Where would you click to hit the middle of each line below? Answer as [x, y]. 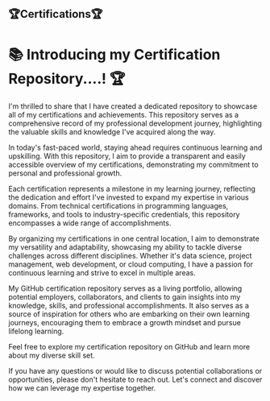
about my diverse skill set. [52, 356]
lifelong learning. [36, 331]
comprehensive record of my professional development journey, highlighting [135, 123]
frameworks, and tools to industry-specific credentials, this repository [124, 215]
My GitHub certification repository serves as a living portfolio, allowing [125, 288]
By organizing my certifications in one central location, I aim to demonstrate [134, 239]
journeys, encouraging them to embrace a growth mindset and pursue [125, 323]
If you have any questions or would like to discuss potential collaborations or [135, 371]
